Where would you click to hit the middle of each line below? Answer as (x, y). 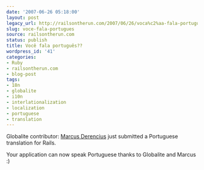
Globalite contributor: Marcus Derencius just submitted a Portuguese (92, 137)
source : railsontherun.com (40, 35)
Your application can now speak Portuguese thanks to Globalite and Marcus (101, 155)
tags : (13, 80)
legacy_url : (21, 23)
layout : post (23, 18)
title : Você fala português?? (45, 46)
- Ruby (15, 63)
